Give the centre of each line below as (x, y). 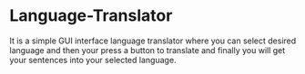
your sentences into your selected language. (93, 60)
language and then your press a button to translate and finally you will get (147, 50)
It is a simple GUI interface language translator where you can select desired (153, 41)
